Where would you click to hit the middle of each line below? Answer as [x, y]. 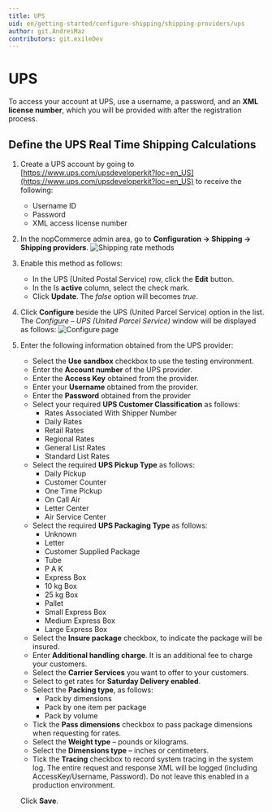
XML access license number [80, 223]
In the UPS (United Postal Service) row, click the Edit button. [133, 279]
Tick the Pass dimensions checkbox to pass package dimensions [142, 724]
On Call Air [63, 499]
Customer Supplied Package [92, 551]
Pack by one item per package [95, 707]
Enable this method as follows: [71, 263]
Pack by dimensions [78, 698]
